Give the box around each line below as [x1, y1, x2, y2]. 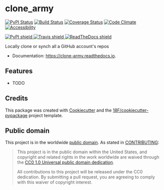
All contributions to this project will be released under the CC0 [17, 169, 143, 175]
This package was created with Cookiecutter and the [5, 107, 112, 113]
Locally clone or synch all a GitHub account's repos [5, 43, 109, 49]
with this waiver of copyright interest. [17, 179, 93, 185]
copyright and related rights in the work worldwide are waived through [17, 154, 160, 160]
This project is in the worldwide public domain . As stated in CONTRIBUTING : [5, 140, 160, 145]
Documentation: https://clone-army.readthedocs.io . [12, 52, 117, 59]
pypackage [5, 112, 28, 118]
